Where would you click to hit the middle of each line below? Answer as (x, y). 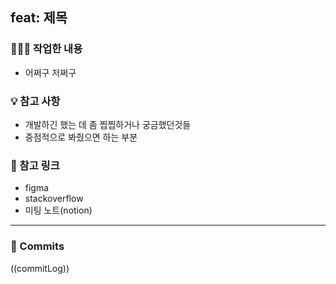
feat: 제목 (39, 18)
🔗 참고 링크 (35, 165)
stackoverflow (54, 199)
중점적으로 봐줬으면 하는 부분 (81, 137)
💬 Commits (37, 246)
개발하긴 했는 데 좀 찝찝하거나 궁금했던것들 (108, 124)
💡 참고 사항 (35, 101)
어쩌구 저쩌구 (50, 72)
